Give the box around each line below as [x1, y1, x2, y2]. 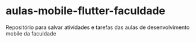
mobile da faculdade [5, 30, 57, 37]
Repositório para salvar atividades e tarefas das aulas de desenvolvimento [5, 24, 190, 31]
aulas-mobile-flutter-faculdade [5, 4, 166, 18]
